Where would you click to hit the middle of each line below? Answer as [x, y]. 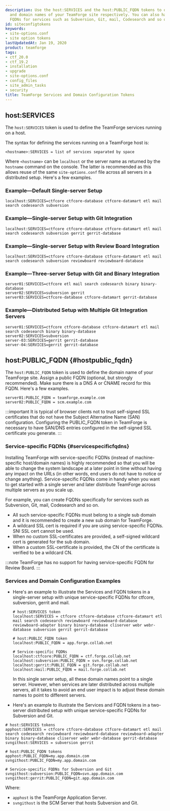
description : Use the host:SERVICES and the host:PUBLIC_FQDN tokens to [83, 10]
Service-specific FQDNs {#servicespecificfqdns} [67, 447]
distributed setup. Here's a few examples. [49, 177]
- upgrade [16, 71]
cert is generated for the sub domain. [51, 542]
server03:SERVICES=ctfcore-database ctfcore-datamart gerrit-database [81, 298]
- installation [21, 66]
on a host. [16, 133]
